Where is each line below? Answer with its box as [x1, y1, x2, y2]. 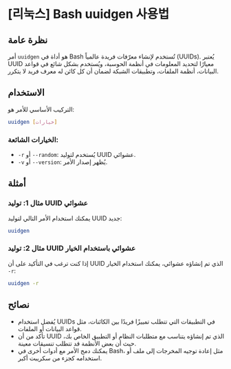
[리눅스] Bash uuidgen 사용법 [8, 6, 170, 22]
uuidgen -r [8, 280, 39, 286]
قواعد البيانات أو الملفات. [17, 324, 82, 333]
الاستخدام [8, 87, 45, 98]
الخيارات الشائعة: [8, 135, 59, 145]
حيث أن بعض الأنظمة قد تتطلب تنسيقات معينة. [17, 339, 137, 348]
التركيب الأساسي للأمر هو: [8, 105, 75, 114]
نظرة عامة [8, 34, 48, 45]
